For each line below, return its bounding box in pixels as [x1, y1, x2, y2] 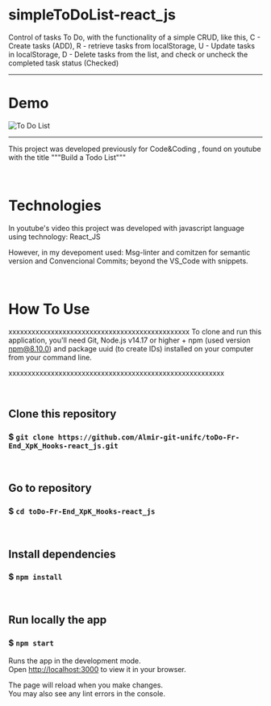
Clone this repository [8, 407, 117, 421]
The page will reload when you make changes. [8, 680, 164, 690]
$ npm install [8, 571, 63, 582]
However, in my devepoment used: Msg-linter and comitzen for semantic [8, 247, 251, 257]
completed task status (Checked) [8, 58, 119, 68]
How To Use [8, 300, 90, 318]
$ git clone [8, 431, 54, 443]
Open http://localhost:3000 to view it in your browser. [8, 664, 187, 674]
